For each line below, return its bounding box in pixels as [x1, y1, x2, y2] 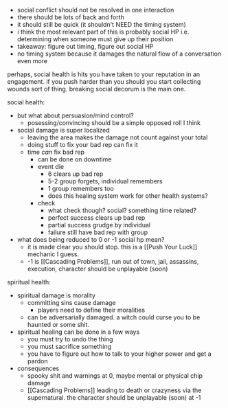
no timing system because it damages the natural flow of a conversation [16, 49, 222, 58]
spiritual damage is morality [16, 291, 96, 299]
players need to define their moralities [37, 306, 146, 314]
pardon [27, 357, 48, 365]
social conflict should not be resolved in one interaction [16, 6, 174, 14]
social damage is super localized [16, 126, 110, 134]
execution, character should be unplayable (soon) [27, 264, 168, 273]
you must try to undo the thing [27, 335, 113, 343]
